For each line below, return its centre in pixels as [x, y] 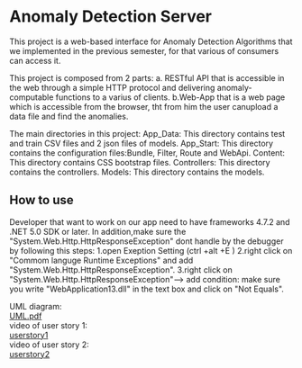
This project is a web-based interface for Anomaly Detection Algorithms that [151, 41]
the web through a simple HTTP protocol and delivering [112, 87]
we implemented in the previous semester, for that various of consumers [144, 50]
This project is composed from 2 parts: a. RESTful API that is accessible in [147, 77]
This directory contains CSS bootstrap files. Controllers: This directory [140, 162]
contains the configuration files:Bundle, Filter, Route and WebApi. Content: [147, 153]
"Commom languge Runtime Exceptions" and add [101, 260]
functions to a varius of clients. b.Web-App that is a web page [170, 97]
